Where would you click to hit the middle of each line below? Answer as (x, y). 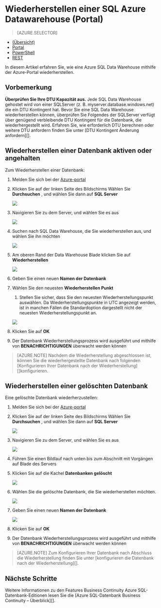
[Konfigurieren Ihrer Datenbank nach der (57, 365)
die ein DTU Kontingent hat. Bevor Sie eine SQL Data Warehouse (70, 109)
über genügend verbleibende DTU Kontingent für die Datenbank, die (73, 120)
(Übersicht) (24, 42)
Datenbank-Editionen (26, 595)
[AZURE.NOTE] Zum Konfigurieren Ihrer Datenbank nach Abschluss (84, 553)
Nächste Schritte (31, 579)
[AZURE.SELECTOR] (37, 33)
